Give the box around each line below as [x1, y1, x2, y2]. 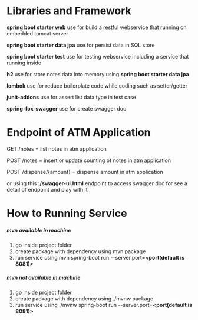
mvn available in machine [6, 227, 71, 234]
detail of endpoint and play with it [6, 186, 88, 193]
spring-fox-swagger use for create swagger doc [6, 105, 126, 112]
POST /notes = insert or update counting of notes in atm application [6, 157, 171, 164]
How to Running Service [6, 207, 127, 220]
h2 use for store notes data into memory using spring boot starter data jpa [6, 70, 189, 77]
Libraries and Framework [6, 4, 132, 18]
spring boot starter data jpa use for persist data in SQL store [6, 41, 155, 49]
